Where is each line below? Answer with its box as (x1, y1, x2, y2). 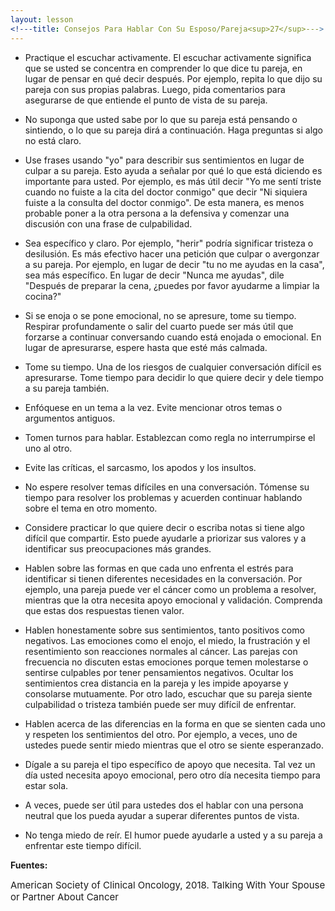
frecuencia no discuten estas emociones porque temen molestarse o (24, 656, 309, 668)
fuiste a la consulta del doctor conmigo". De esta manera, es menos (24, 196, 305, 208)
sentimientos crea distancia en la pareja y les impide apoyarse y (24, 677, 289, 689)
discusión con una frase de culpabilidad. (24, 217, 193, 230)
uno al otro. (24, 442, 73, 454)
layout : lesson (10, 14, 74, 25)
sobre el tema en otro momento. (24, 502, 158, 514)
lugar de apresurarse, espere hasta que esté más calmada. (24, 341, 268, 353)
